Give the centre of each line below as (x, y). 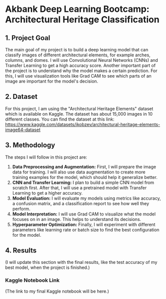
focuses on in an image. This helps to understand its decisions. (77, 219)
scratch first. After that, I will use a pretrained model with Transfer (80, 188)
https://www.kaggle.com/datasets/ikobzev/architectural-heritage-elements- (83, 124)
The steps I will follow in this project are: (46, 157)
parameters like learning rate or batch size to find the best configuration (86, 230)
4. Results (21, 251)
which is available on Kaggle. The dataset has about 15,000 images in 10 (79, 114)
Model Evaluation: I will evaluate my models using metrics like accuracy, (86, 198)
